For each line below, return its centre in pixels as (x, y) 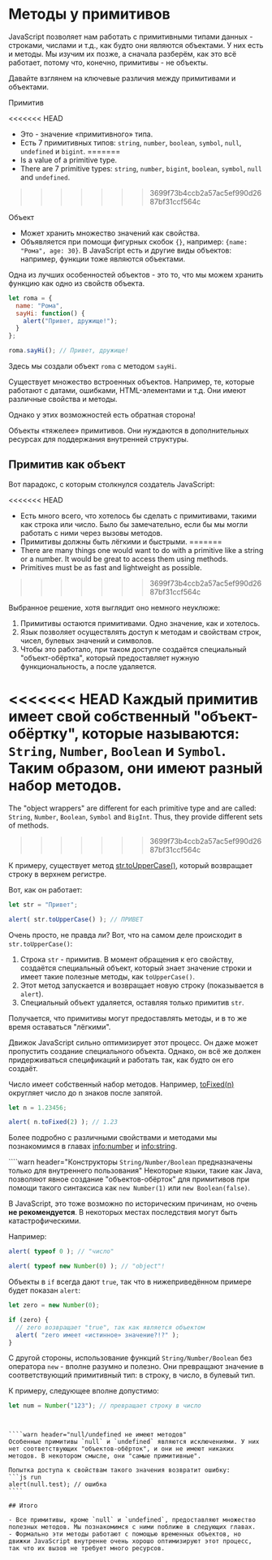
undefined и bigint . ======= (70, 151)
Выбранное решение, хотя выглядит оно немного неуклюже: (114, 607)
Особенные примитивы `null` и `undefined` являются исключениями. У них (134, 1442)
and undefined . (45, 177)
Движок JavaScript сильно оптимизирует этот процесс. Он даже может (133, 1042)
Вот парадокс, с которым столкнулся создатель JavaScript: (112, 484)
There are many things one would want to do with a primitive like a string (142, 550)
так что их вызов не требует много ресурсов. (86, 1549)
